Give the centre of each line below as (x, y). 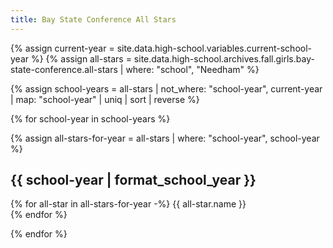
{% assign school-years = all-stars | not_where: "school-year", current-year (166, 88)
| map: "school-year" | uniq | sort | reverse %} (105, 99)
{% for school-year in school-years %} (90, 118)
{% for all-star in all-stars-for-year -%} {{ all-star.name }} (128, 204)
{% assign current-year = (62, 48)
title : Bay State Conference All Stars (93, 19)
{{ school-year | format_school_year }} (133, 180)
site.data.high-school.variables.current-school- (214, 48)
